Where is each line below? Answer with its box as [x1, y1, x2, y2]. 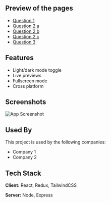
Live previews [12, 72, 42, 78]
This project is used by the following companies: [5, 139, 106, 145]
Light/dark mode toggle [12, 67, 62, 73]
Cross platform [12, 83, 44, 89]
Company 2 [12, 154, 37, 161]
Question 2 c [12, 33, 39, 39]
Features [5, 54, 34, 62]
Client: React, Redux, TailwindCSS [5, 182, 77, 188]
